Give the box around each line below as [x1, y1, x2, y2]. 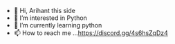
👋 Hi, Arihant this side [13, 7, 76, 14]
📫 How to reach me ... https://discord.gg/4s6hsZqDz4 [13, 29, 168, 37]
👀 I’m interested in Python [13, 14, 88, 22]
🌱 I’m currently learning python [13, 21, 102, 29]
